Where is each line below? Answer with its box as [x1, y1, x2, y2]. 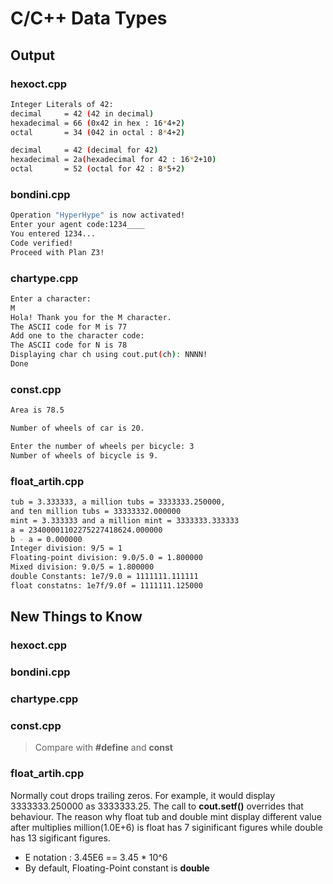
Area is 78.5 [10, 405, 65, 416]
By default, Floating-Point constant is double [24, 862, 210, 874]
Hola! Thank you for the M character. [10, 312, 172, 322]
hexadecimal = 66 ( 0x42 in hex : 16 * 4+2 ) [10, 118, 186, 128]
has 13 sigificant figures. [10, 832, 111, 844]
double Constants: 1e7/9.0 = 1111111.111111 [10, 572, 199, 582]
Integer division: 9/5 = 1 [10, 543, 123, 554]
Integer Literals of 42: [10, 99, 114, 109]
